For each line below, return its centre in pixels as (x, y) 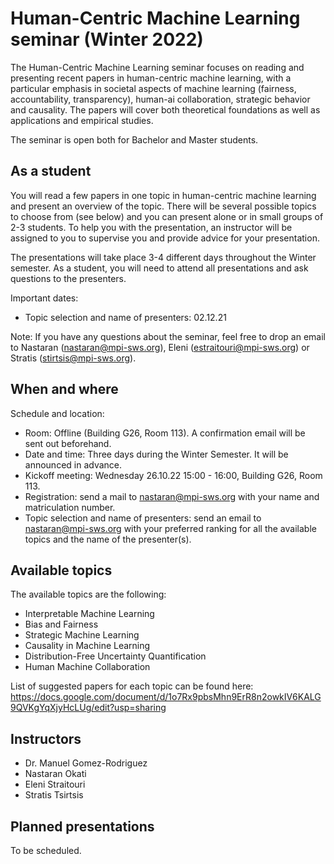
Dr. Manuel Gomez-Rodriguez (86, 763)
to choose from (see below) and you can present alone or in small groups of (167, 216)
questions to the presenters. (68, 278)
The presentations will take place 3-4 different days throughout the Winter (163, 257)
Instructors (46, 738)
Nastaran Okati (55, 774)
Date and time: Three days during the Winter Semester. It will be (156, 454)
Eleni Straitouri (55, 784)
